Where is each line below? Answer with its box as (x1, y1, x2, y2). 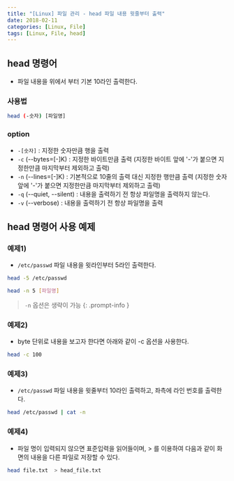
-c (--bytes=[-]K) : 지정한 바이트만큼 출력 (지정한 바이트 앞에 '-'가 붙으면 (17, 155, 217, 163)
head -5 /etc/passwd (7, 275, 68, 282)
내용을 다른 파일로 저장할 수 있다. (30, 452, 120, 461)
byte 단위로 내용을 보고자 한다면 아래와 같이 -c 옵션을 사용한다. (17, 337, 189, 346)
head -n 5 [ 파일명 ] (7, 287, 59, 294)
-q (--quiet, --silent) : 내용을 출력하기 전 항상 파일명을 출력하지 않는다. (17, 189, 211, 198)
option (7, 129, 30, 139)
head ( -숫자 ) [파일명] (7, 113, 66, 120)
